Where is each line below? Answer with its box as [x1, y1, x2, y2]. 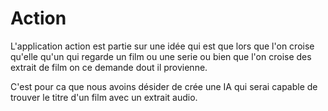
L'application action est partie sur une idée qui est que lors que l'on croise [10, 40, 315, 52]
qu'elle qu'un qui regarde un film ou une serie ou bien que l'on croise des [10, 50, 312, 62]
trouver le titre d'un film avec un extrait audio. [10, 91, 198, 103]
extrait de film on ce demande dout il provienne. [10, 61, 208, 73]
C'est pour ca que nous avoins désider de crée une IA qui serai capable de [10, 80, 318, 92]
